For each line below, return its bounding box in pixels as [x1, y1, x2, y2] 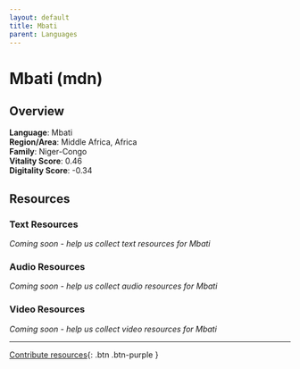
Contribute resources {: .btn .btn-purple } [9, 349, 159, 360]
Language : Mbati [9, 127, 73, 138]
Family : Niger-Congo [9, 147, 87, 157]
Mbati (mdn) [9, 68, 103, 88]
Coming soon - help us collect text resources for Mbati [9, 239, 212, 249]
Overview [9, 104, 65, 119]
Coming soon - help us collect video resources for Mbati [9, 323, 217, 334]
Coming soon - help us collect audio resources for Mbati [9, 281, 218, 291]
